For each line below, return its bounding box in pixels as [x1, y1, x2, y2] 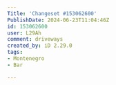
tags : [7, 49, 23, 56]
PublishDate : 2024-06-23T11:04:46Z [7, 17, 110, 23]
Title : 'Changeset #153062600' [7, 10, 97, 17]
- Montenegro [7, 55, 45, 62]
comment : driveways [7, 36, 64, 43]
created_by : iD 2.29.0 [7, 42, 72, 49]
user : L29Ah [7, 29, 41, 37]
